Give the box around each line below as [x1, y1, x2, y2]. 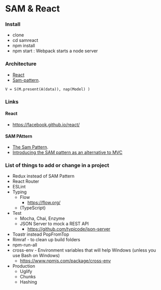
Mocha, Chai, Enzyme [19, 215, 65, 222]
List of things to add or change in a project [5, 162, 110, 169]
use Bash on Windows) [12, 253, 60, 259]
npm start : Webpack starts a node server [12, 48, 98, 54]
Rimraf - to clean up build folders [12, 237, 81, 243]
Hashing [19, 279, 37, 285]
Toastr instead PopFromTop [12, 231, 69, 237]
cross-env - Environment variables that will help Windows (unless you [12, 247, 156, 253]
